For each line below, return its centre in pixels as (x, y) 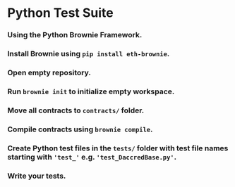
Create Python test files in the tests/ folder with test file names (118, 148)
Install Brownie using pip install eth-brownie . (89, 54)
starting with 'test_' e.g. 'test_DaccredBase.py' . (92, 157)
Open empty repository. (49, 72)
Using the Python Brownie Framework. (75, 35)
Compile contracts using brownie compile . (80, 129)
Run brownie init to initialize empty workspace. (91, 91)
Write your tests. (37, 176)
